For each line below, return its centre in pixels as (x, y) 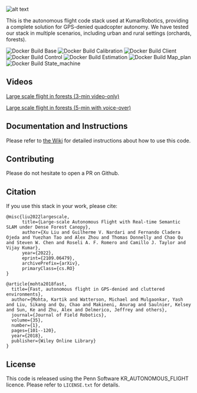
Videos (19, 82)
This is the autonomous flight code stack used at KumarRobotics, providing (97, 20)
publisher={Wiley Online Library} (54, 341)
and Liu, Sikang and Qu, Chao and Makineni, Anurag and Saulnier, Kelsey (99, 305)
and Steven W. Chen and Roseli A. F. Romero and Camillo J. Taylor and (96, 243)
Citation (21, 192)
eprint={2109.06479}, (48, 258)
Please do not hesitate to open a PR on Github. (63, 173)
